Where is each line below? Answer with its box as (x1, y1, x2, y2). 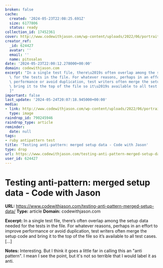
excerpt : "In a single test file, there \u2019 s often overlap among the (5, 70, 155, 75)
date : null (9, 129, 32, 134)
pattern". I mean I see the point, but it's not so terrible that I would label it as (5, 253, 157, 259)
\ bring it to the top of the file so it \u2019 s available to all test (9, 84, 158, 89)
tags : (5, 134, 16, 138)
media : (5, 102, 18, 107)
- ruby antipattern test (5, 138, 55, 143)
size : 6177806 (9, 20, 38, 26)
